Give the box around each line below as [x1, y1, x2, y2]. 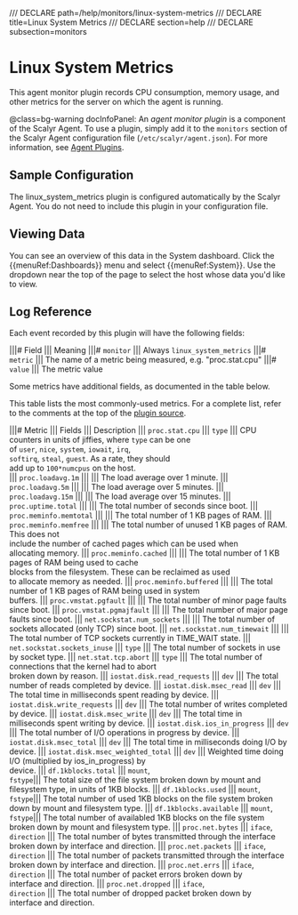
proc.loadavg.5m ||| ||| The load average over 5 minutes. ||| [9, 482, 224, 493]
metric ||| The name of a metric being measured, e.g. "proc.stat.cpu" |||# [9, 355, 278, 365]
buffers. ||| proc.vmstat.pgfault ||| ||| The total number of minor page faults [9, 595, 287, 606]
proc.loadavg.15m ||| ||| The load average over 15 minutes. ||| [9, 491, 231, 502]
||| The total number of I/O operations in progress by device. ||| [9, 727, 240, 738]
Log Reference [9, 304, 92, 319]
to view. [9, 278, 38, 289]
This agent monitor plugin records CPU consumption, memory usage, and [9, 86, 280, 97]
